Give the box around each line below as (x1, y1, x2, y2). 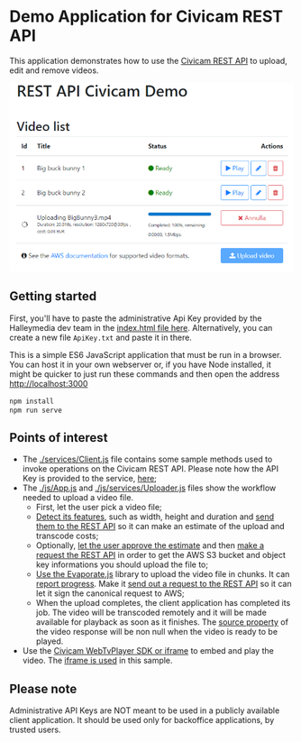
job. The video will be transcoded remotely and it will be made (35, 607, 268, 618)
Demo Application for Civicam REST (9, 6, 284, 27)
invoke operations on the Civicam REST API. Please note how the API (22, 463, 279, 474)
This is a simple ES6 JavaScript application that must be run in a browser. (9, 349, 282, 360)
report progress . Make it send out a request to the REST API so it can (35, 579, 292, 590)
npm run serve (9, 406, 63, 415)
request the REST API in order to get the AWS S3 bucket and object (35, 550, 287, 561)
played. (35, 636, 64, 646)
